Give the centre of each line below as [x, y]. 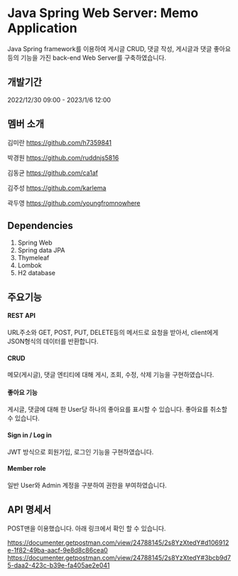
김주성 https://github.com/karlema [57, 188]
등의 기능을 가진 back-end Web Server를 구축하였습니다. [87, 58]
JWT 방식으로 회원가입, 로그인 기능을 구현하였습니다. [81, 452]
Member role [27, 469]
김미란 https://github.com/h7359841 [60, 142]
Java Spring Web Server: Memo [103, 13]
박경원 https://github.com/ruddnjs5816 [63, 157]
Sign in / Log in [29, 434]
